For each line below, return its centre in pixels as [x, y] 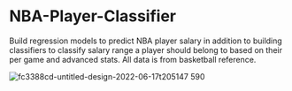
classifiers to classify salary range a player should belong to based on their [146, 49]
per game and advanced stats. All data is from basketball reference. [133, 59]
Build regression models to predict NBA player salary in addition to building [146, 41]
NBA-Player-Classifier [93, 16]
